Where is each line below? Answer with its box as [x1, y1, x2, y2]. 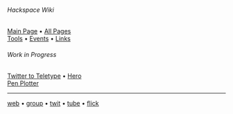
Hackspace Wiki [7, 6, 54, 14]
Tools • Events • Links [7, 35, 71, 43]
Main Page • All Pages [7, 27, 71, 35]
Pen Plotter [7, 79, 40, 88]
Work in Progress [7, 50, 57, 58]
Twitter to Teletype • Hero [7, 72, 82, 80]
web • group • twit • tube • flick [7, 99, 99, 108]
